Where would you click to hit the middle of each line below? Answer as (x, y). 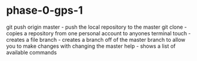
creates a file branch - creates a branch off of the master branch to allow (96, 39)
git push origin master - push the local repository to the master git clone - (96, 27)
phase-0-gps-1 (44, 10)
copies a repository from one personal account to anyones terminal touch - (98, 33)
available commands (32, 52)
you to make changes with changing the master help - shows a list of (91, 46)
